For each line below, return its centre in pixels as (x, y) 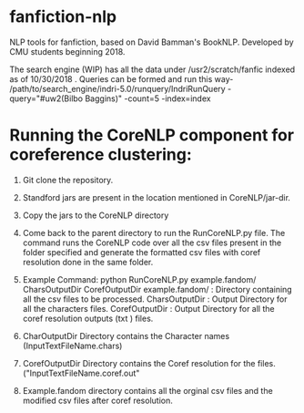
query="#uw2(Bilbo (46, 98)
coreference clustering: (101, 155)
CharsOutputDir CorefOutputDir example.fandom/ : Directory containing (157, 289)
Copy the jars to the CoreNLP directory (96, 215)
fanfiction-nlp (63, 17)
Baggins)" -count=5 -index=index (148, 98)
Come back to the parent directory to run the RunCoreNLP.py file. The (154, 232)
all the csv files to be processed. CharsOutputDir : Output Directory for (155, 299)
